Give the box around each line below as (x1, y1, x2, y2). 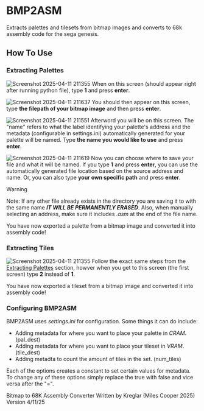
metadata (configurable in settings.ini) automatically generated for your (6, 129, 186, 137)
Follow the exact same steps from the (91, 257, 186, 265)
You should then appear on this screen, (91, 98, 191, 105)
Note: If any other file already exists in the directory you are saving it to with (6, 197, 197, 205)
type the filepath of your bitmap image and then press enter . (6, 105, 161, 112)
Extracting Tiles (6, 244, 54, 252)
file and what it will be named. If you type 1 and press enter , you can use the (6, 161, 198, 168)
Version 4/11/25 (6, 398, 46, 406)
